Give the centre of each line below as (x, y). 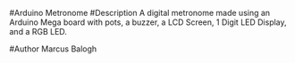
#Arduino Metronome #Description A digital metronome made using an (140, 13)
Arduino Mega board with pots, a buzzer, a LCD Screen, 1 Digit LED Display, (148, 22)
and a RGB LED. (38, 31)
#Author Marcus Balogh (53, 49)
